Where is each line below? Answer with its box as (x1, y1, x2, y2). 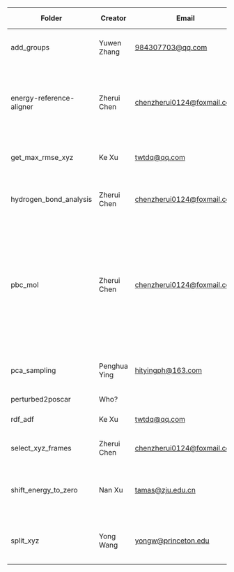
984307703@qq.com (134, 43, 208, 52)
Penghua (98, 361, 129, 371)
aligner (10, 102, 33, 111)
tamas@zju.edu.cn (134, 485, 196, 494)
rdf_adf (10, 415, 35, 424)
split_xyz (10, 536, 40, 545)
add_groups (10, 43, 50, 52)
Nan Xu (98, 485, 123, 494)
